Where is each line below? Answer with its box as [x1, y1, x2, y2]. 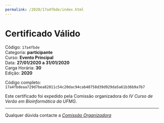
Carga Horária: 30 [5, 65, 41, 70]
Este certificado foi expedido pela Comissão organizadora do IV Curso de [5, 93, 153, 99]
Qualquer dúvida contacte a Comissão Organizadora [5, 112, 111, 118]
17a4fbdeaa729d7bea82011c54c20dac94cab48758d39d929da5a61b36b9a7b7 [5, 85, 145, 89]
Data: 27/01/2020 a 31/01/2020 [5, 59, 70, 66]
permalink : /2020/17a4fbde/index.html [5, 7, 84, 12]
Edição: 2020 [5, 70, 33, 76]
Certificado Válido [5, 28, 81, 39]
